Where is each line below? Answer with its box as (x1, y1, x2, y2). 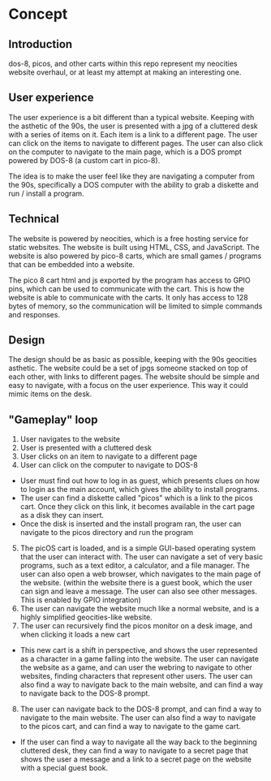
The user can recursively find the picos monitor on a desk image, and (19, 621, 253, 631)
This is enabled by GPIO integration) (19, 595, 142, 605)
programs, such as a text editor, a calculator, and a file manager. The (19, 561, 250, 571)
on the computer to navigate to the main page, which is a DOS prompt (8, 147, 242, 157)
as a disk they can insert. (19, 511, 104, 520)
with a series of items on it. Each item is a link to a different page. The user (8, 129, 258, 139)
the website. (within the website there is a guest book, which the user (19, 578, 253, 588)
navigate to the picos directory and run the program (19, 528, 194, 537)
